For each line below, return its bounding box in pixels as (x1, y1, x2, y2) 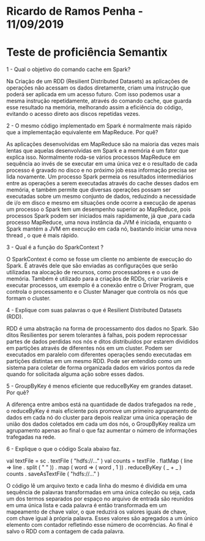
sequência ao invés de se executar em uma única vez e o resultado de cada (6, 160, 198, 167)
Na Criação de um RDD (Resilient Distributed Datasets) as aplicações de (6, 78, 188, 85)
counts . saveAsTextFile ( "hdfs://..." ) (6, 470, 100, 478)
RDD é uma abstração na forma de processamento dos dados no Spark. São (6, 325, 199, 332)
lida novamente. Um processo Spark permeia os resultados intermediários (6, 173, 194, 180)
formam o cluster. (6, 294, 51, 302)
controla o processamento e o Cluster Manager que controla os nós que (6, 288, 188, 296)
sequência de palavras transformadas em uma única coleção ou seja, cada (6, 489, 196, 496)
